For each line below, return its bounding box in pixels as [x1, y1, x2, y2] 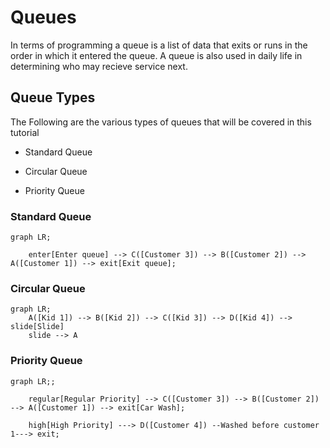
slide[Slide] [10, 322, 65, 332]
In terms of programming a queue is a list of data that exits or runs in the [10, 39, 308, 51]
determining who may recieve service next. [10, 60, 188, 72]
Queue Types [10, 89, 96, 106]
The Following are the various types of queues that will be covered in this [10, 116, 312, 128]
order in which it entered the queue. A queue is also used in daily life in [10, 49, 303, 61]
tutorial [10, 126, 40, 138]
